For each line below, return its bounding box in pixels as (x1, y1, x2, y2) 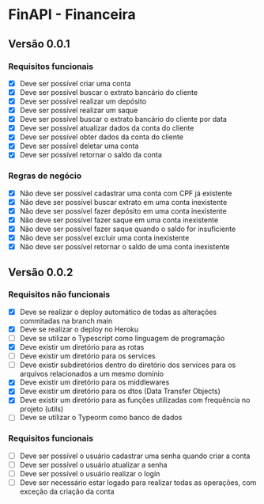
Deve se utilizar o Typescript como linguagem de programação (19, 333, 225, 343)
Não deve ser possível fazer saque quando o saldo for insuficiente (19, 224, 236, 233)
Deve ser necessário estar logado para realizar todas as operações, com (19, 477, 257, 487)
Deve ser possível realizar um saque (19, 105, 138, 116)
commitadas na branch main (19, 316, 113, 325)
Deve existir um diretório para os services (19, 351, 156, 361)
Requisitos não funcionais (8, 289, 111, 300)
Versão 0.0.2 (8, 265, 74, 279)
